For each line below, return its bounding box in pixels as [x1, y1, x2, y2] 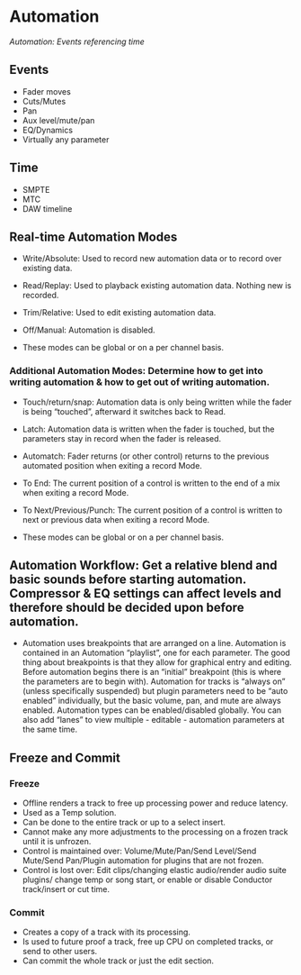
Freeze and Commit [9, 750, 121, 765]
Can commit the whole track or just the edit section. [22, 955, 214, 966]
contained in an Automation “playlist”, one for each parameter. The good [22, 647, 290, 659]
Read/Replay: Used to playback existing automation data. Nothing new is [22, 280, 292, 291]
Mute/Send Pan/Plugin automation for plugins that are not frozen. [22, 855, 264, 866]
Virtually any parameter [22, 133, 110, 145]
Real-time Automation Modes [9, 229, 178, 244]
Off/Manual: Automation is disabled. [22, 324, 155, 335]
